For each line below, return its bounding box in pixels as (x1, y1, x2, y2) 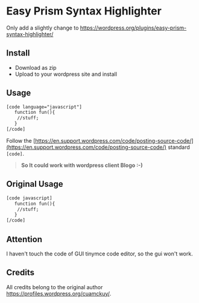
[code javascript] (6, 195, 52, 201)
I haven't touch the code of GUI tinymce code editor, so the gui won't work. (6, 250, 193, 257)
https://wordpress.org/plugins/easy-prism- (80, 24, 187, 31)
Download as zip (14, 64, 57, 71)
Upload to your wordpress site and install (14, 70, 118, 78)
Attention (6, 234, 42, 245)
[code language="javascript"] (6, 104, 83, 110)
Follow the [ (6, 137, 36, 144)
